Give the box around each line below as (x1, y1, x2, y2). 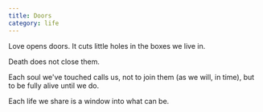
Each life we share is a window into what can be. (8, 96, 170, 106)
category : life (8, 19, 60, 27)
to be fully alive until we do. (8, 81, 100, 90)
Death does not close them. (8, 57, 101, 66)
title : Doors (8, 11, 52, 20)
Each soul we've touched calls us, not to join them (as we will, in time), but (8, 72, 255, 82)
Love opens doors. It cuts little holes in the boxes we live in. (8, 41, 206, 50)
